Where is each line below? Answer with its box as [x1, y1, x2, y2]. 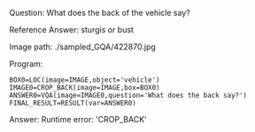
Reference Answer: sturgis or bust [9, 25, 135, 34]
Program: [9, 59, 43, 69]
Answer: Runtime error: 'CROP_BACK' [9, 114, 148, 124]
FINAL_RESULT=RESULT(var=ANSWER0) [9, 99, 137, 107]
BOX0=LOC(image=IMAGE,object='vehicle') [9, 76, 161, 84]
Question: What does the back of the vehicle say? [9, 8, 190, 18]
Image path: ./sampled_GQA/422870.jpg [9, 41, 157, 52]
